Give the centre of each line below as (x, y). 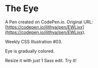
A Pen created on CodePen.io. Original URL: (49, 22)
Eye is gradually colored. (30, 51)
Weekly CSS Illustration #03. (34, 41)
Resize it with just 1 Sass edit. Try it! (41, 60)
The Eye (22, 8)
